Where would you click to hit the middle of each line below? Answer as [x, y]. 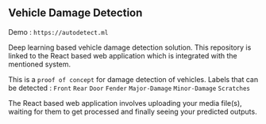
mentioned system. [40, 64]
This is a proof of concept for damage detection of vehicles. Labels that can [133, 79]
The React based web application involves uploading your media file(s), [125, 103]
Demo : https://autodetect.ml [58, 32]
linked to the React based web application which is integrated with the [123, 55]
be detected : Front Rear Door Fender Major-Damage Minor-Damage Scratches [129, 88]
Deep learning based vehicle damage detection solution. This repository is [130, 47]
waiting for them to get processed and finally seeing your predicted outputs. [133, 111]
